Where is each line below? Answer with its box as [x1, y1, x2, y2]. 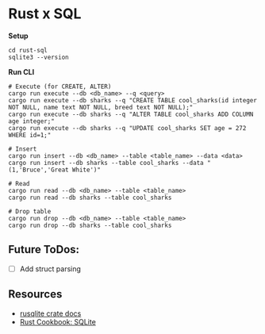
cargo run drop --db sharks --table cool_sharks [8, 221, 172, 229]
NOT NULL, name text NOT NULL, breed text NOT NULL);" [8, 103, 194, 111]
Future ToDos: [8, 243, 80, 256]
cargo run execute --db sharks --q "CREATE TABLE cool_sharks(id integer [8, 96, 258, 104]
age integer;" [8, 117, 56, 125]
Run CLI [8, 67, 35, 76]
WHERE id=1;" [8, 131, 52, 139]
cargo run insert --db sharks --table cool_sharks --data [8, 159, 204, 167]
